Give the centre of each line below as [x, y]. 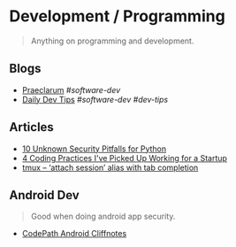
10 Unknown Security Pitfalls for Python [94, 149]
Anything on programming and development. [112, 41]
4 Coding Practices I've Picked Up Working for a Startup [125, 158]
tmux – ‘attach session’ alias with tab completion [110, 167]
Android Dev [44, 195]
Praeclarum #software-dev [71, 89]
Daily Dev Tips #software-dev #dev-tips [95, 99]
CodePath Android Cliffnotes [74, 234]
